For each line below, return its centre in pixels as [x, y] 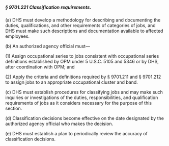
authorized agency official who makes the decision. [59, 124]
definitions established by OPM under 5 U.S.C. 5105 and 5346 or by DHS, [82, 61]
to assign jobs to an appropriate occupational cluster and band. [72, 82]
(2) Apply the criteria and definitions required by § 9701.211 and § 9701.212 [83, 77]
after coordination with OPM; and [40, 67]
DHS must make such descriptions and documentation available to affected [84, 31]
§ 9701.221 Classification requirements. [48, 7]
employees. [17, 36]
